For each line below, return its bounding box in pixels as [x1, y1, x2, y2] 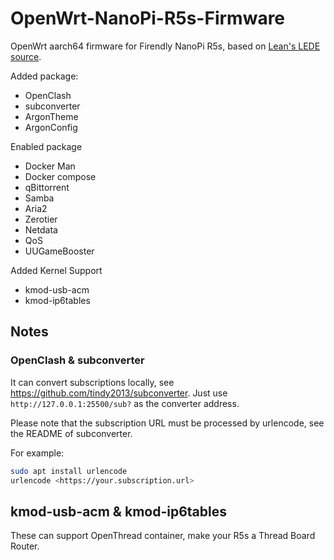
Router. [10, 540, 40, 552]
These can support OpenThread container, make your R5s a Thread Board [10, 530, 316, 542]
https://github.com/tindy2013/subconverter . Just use [10, 387, 228, 399]
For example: [10, 447, 65, 459]
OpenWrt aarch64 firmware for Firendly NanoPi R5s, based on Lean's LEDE [10, 40, 321, 52]
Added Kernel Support [10, 264, 103, 276]
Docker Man [24, 160, 76, 172]
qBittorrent [24, 181, 70, 193]
